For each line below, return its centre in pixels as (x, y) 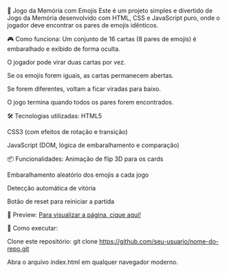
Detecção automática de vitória (52, 188)
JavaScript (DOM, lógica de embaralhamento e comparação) (94, 145)
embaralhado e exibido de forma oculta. (64, 49)
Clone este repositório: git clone (53, 241)
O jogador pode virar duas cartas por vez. (66, 62)
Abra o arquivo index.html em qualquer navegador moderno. (93, 262)
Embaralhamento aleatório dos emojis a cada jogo (78, 175)
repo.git (18, 249)
